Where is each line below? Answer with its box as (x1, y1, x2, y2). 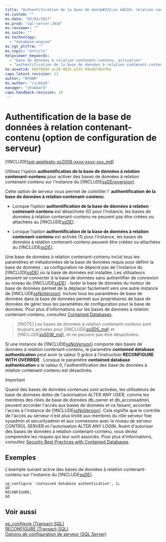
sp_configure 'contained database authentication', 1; (5, 481, 121, 486)
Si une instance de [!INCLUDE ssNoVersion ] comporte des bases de (5, 341, 142, 347)
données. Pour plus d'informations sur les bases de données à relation (5, 307, 149, 312)
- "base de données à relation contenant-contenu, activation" (9, 58, 142, 63)
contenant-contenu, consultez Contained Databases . (5, 311, 113, 317)
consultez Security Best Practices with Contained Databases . (5, 439, 130, 445)
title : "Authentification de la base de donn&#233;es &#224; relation (5, 7, 154, 12)
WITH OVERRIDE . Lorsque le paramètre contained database (5, 357, 130, 363)
